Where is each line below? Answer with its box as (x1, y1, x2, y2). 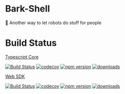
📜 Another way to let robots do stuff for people (5, 20, 102, 26)
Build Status (5, 37, 57, 49)
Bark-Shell (5, 3, 50, 15)
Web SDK (5, 73, 25, 79)
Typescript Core (5, 54, 39, 60)
